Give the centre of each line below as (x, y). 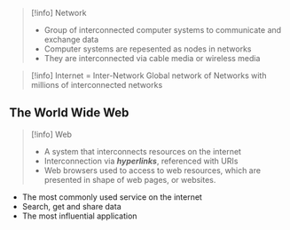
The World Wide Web (69, 113)
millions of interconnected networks (97, 85)
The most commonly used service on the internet (112, 197)
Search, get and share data (71, 206)
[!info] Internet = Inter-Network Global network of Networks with (149, 75)
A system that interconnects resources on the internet (143, 151)
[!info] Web (51, 134)
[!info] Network (59, 13)
